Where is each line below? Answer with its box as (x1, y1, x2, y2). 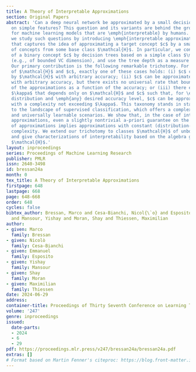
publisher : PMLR (6, 156, 45, 162)
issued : (6, 319, 25, 325)
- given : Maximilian (6, 281, 57, 287)
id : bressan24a (6, 166, 43, 173)
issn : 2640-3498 (6, 161, 45, 167)
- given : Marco (6, 226, 43, 232)
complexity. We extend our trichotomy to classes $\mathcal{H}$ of (11, 128, 179, 135)
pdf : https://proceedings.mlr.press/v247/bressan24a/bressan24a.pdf (6, 346, 176, 352)
